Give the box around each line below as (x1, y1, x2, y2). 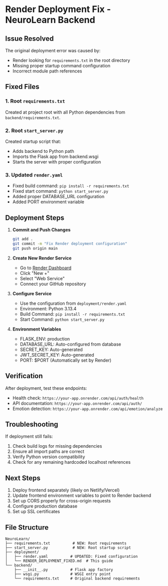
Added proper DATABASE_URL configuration (12, 194, 105, 200)
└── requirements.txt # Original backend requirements (14, 576, 140, 581)
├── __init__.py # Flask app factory (14, 567, 113, 572)
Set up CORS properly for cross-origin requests (12, 498, 111, 504)
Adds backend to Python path (12, 148, 74, 154)
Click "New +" (20, 270, 50, 276)
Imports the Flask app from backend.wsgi (12, 153, 99, 159)
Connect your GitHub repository (20, 281, 86, 287)
